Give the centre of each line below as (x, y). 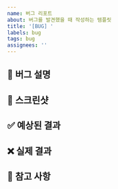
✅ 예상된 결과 (34, 126)
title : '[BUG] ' (30, 26)
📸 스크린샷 (28, 100)
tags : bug (21, 39)
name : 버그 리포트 (30, 13)
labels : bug (24, 33)
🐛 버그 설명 (29, 75)
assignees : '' (27, 45)
